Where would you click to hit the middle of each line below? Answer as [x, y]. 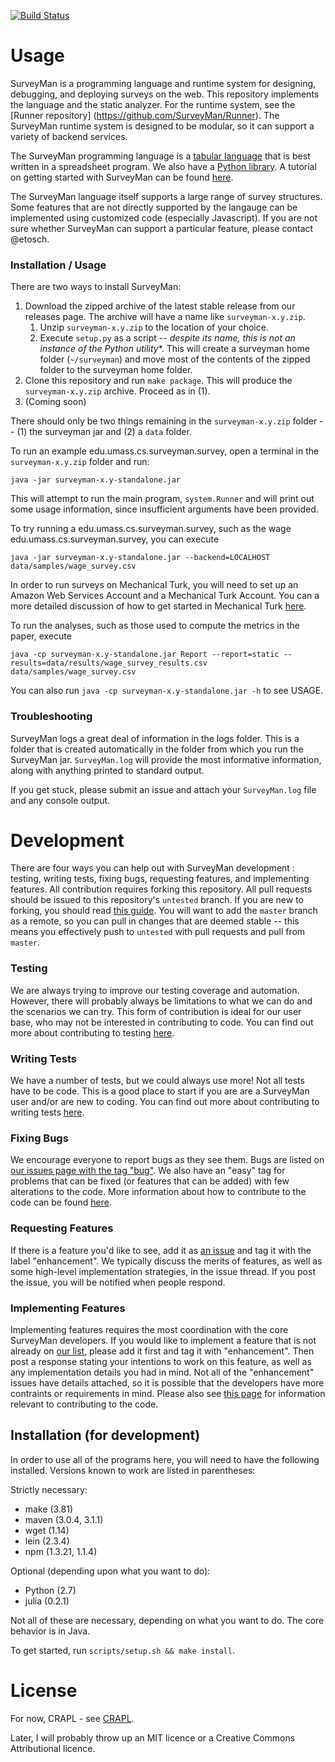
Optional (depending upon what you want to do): [110, 1571]
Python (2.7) [50, 1590]
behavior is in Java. [50, 1631]
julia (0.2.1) [47, 1601]
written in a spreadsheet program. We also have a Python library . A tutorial [163, 166]
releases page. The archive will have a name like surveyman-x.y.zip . [165, 317]
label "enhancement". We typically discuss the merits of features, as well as [166, 1261]
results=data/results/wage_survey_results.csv [109, 663]
